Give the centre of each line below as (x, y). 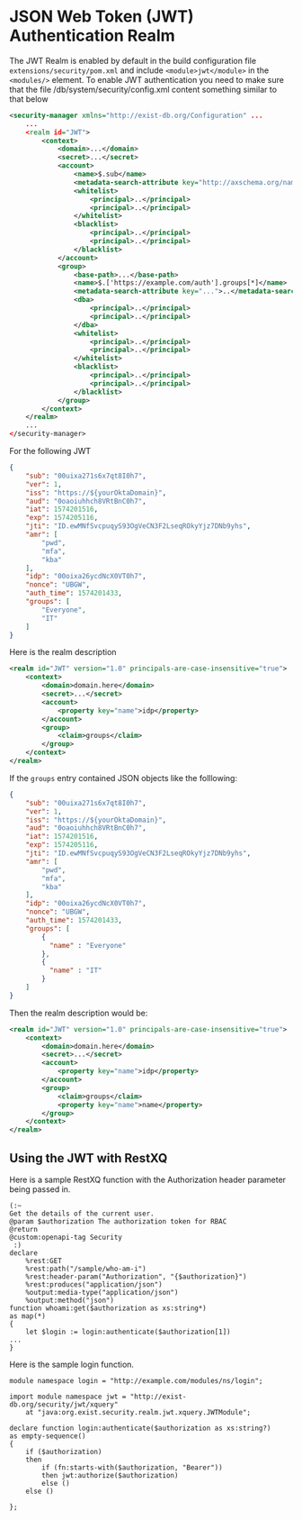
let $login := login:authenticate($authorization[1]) (128, 1332)
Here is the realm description (63, 652)
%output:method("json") (70, 1300)
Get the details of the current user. (82, 1214)
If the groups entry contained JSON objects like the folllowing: (124, 778)
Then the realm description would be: (79, 1013)
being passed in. (40, 1189)
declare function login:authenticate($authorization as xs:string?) (140, 1428)
